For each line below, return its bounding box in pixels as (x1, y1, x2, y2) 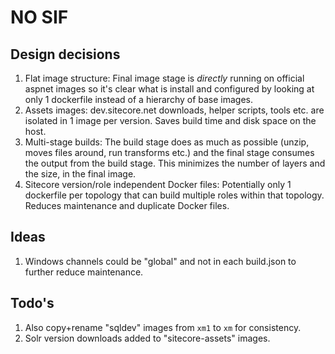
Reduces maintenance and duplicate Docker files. (24, 200, 230, 211)
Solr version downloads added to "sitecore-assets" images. (24, 332, 271, 344)
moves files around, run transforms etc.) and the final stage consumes (24, 147, 315, 158)
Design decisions (10, 46, 121, 63)
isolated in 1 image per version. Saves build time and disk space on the (24, 115, 317, 126)
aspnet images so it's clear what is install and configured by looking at (24, 83, 315, 95)
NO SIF (10, 6, 69, 29)
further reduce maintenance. (24, 266, 144, 278)
